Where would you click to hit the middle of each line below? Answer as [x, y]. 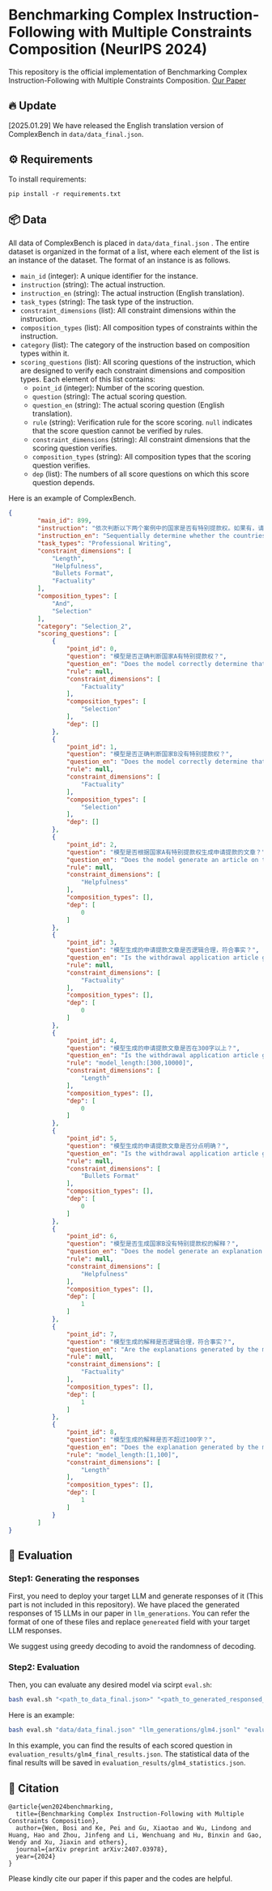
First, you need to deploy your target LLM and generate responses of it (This [136, 1596]
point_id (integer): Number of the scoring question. [118, 388]
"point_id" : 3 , [91, 943]
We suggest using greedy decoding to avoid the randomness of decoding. [132, 1646]
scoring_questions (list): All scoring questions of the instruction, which [138, 362]
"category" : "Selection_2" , [85, 626]
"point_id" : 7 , [91, 1334]
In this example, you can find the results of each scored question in [121, 1746]
